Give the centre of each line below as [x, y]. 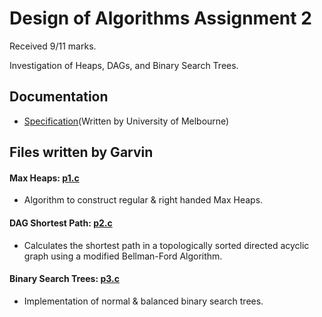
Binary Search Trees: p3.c [64, 279]
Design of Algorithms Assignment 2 [160, 18]
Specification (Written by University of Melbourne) [126, 121]
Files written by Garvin [81, 152]
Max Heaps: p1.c [44, 178]
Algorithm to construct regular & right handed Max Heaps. [143, 200]
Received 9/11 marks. [53, 46]
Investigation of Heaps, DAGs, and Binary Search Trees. [124, 65]
